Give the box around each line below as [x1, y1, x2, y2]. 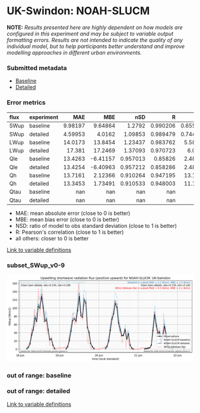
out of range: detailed [7, 387, 71, 395]
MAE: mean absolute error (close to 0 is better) [15, 209, 131, 217]
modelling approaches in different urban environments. [7, 49, 142, 56]
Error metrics [7, 99, 46, 107]
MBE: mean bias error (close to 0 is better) [15, 216, 119, 223]
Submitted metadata [7, 63, 67, 72]
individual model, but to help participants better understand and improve [7, 43, 185, 50]
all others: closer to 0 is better [15, 235, 89, 242]
